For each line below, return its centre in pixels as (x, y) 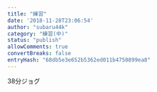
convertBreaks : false (39, 54)
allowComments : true (38, 47)
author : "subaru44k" (38, 27)
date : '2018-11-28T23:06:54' (50, 21)
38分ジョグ (24, 81)
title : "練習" (27, 14)
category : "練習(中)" (38, 34)
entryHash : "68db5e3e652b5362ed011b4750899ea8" (79, 60)
